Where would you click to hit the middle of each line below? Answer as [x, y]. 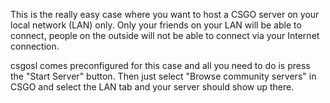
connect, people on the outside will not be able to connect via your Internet [165, 35]
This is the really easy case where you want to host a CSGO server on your [165, 14]
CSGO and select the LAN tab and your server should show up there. [152, 87]
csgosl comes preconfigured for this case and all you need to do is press [160, 65]
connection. [35, 46]
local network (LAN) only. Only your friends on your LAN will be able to [156, 25]
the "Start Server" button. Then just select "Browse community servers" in [163, 76]
